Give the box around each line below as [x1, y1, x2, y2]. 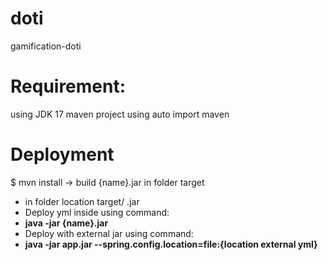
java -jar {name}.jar [24, 217, 109, 229]
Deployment [10, 143, 115, 166]
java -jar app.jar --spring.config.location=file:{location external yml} [24, 238, 318, 250]
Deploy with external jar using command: [24, 227, 194, 239]
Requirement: [10, 75, 127, 98]
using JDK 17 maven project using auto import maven [10, 108, 230, 120]
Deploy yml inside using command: [24, 206, 170, 218]
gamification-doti [10, 40, 82, 52]
